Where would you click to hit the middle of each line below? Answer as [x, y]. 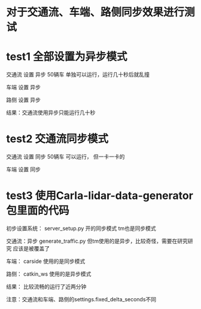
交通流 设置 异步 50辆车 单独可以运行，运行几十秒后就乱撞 [78, 75]
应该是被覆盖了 [31, 248]
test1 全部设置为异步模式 [67, 57]
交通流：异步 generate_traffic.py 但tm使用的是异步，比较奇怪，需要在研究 [97, 241]
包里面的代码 [38, 211]
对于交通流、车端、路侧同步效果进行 [95, 12]
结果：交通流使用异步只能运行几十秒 [51, 113]
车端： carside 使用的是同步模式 [46, 261]
